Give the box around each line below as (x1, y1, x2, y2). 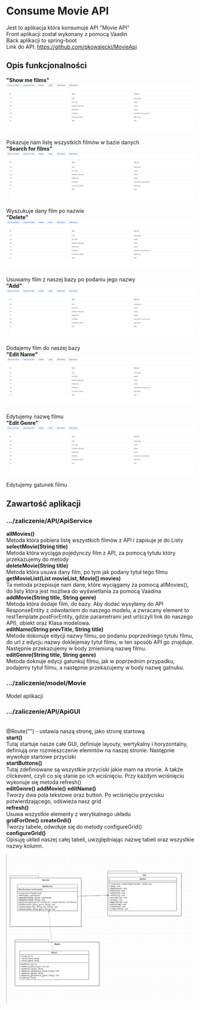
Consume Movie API (6, 4, 109, 18)
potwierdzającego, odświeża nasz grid (6, 797, 101, 804)
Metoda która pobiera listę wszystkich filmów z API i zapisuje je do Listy (6, 536, 183, 544)
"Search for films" (6, 145, 53, 152)
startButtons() (6, 759, 42, 767)
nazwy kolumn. (6, 842, 44, 849)
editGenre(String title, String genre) (6, 652, 97, 659)
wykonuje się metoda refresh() (6, 778, 82, 786)
